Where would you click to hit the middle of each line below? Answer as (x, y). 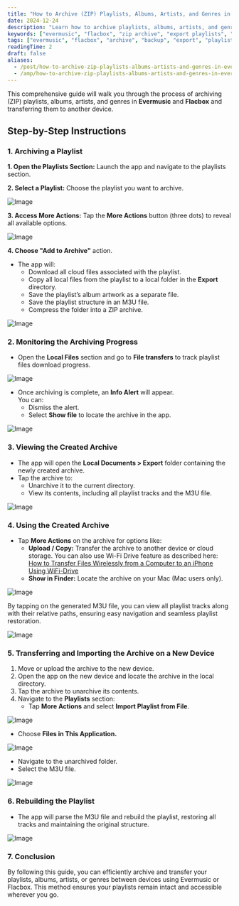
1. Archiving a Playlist (45, 151)
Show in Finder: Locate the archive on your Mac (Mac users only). (126, 578)
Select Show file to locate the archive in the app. (100, 415)
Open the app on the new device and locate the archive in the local (116, 676)
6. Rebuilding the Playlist (51, 802)
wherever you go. (33, 894)
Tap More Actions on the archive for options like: (90, 541)
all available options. (37, 223)
